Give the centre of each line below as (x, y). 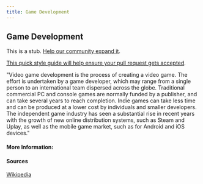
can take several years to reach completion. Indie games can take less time (101, 101)
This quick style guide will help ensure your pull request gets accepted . (96, 63)
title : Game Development (38, 12)
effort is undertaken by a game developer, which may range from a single (99, 81)
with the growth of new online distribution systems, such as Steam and (96, 120)
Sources (17, 161)
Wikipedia (19, 175)
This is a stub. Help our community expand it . (64, 51)
